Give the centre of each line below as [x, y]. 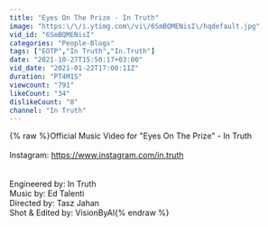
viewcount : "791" [42, 85]
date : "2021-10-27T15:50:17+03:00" [76, 60]
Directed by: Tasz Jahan [55, 203]
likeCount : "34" [40, 93]
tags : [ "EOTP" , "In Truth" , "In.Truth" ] [82, 52]
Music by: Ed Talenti [47, 194]
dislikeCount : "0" [44, 102]
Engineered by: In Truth [53, 184]
